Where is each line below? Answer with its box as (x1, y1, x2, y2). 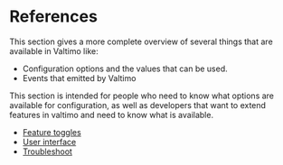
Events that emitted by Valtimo (22, 72, 137, 83)
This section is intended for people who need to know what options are (9, 90, 274, 101)
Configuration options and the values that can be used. (22, 63, 228, 74)
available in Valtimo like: (9, 45, 99, 56)
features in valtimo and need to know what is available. (9, 109, 214, 120)
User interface (22, 136, 77, 147)
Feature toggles (22, 126, 81, 137)
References (9, 6, 98, 27)
